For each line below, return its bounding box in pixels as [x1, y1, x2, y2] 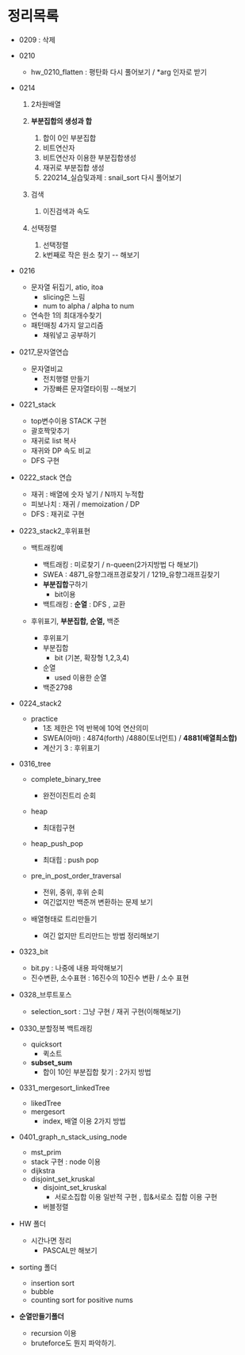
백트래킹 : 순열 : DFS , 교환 [42, 599, 126, 609]
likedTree [30, 1098, 62, 1108]
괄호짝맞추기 [30, 426, 70, 435]
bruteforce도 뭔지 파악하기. [30, 1338, 117, 1348]
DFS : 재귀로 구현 [30, 509, 85, 519]
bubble [30, 1286, 55, 1296]
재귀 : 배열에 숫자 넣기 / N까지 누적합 [30, 489, 144, 499]
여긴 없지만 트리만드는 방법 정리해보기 [42, 931, 160, 940]
